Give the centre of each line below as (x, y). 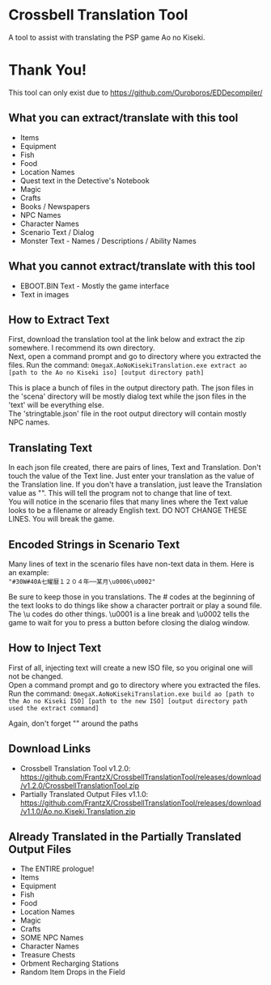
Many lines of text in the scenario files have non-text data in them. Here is (131, 564)
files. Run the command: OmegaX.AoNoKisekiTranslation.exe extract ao (128, 365)
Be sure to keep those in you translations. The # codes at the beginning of (132, 596)
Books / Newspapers (55, 206)
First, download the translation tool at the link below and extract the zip (127, 339)
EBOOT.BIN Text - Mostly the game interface (95, 286)
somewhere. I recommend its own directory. (82, 348)
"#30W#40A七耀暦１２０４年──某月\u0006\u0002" (82, 582)
